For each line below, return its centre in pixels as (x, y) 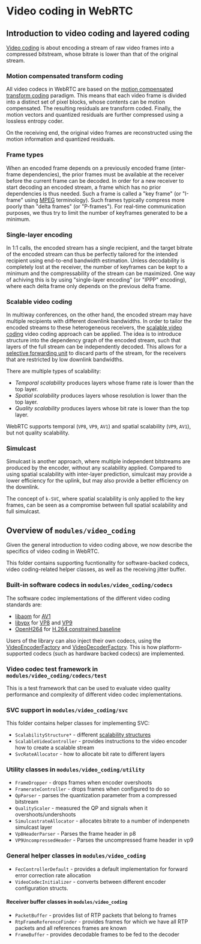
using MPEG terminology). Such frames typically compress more (104, 200)
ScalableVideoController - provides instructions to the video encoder (101, 741)
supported (19, 653)
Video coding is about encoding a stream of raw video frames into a (90, 48)
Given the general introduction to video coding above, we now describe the (99, 545)
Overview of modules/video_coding (71, 530)
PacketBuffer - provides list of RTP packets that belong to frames (96, 915)
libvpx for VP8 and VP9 (44, 622)
